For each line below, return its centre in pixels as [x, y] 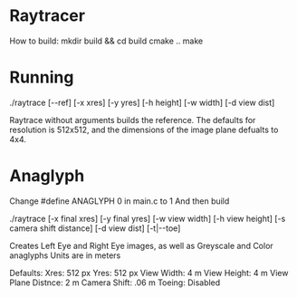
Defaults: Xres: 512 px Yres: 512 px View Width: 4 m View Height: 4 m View [149, 273]
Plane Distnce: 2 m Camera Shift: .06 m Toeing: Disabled [115, 283]
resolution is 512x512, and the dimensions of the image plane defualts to [144, 129]
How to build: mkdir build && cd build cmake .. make [106, 41]
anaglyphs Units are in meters [65, 255]
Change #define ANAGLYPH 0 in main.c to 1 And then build [120, 201]
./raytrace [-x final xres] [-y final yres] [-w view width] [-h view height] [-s [148, 218]
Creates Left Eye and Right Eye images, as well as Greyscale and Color [141, 245]
